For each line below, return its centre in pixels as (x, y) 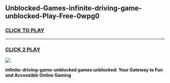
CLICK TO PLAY (25, 31)
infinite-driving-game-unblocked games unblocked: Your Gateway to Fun (84, 69)
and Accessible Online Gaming (38, 75)
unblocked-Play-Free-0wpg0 (52, 16)
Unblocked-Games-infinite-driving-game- (74, 8)
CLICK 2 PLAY (23, 49)
